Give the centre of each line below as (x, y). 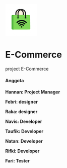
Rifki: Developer (22, 151)
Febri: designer (21, 102)
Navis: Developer (24, 122)
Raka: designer (21, 112)
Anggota (15, 80)
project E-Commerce (27, 69)
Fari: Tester (18, 161)
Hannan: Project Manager (33, 92)
